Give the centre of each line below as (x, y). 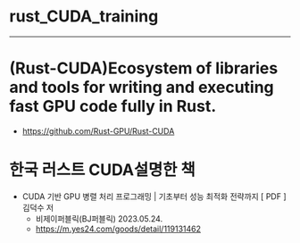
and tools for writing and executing (142, 88)
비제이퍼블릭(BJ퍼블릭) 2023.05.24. (99, 218)
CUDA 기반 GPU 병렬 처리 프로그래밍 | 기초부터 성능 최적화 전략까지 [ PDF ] (154, 196)
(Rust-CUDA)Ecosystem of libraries (144, 68)
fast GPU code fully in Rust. (113, 107)
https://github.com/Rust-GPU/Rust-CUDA (98, 130)
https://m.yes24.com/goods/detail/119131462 (118, 229)
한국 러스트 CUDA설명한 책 (102, 170)
